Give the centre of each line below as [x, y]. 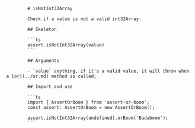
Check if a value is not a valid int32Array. [85, 19]
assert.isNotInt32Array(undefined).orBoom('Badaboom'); [98, 118]
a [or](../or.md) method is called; [51, 76]
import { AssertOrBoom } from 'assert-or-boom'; [89, 102]
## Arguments [44, 61]
